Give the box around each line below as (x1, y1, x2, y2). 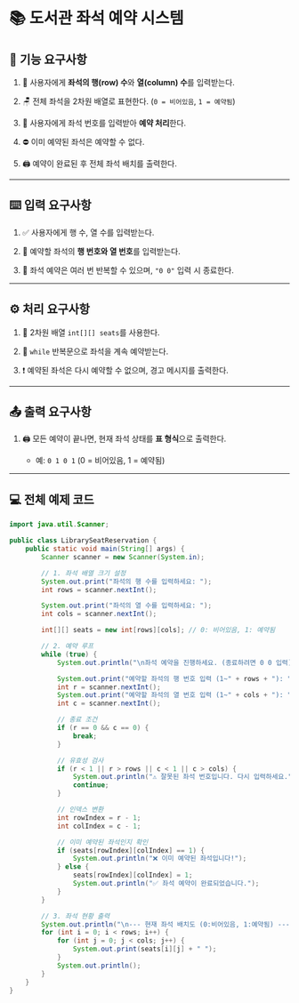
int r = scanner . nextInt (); (56, 682, 162, 692)
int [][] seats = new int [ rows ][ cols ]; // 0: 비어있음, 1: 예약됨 (41, 626, 276, 635)
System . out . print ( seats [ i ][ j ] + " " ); (72, 944, 217, 954)
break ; (72, 731, 98, 741)
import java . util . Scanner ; (9, 520, 109, 529)
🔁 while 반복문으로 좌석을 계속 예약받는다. (21, 346, 169, 357)
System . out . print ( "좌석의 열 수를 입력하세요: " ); (41, 601, 212, 610)
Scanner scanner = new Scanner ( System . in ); (41, 552, 205, 561)
